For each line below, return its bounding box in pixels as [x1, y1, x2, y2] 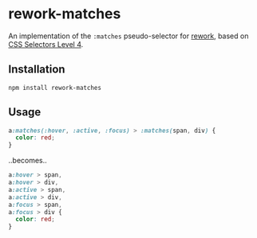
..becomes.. [8, 156, 48, 166]
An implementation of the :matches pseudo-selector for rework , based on [8, 31, 249, 41]
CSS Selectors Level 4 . [8, 39, 84, 49]
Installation [8, 63, 65, 76]
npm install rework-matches [8, 84, 102, 92]
